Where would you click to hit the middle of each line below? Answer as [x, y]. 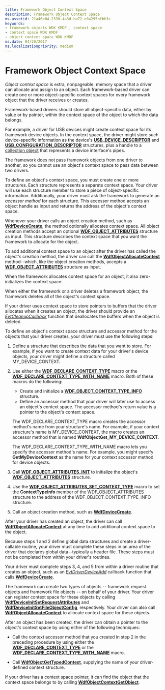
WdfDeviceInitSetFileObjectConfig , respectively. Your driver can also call [80, 607]
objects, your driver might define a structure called [64, 356]
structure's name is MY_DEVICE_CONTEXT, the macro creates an [78, 432]
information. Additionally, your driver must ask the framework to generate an [82, 195]
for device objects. [31, 462]
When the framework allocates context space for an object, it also [72, 276]
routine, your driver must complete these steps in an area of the [86, 546]
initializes [14, 281]
